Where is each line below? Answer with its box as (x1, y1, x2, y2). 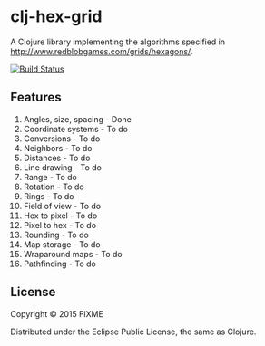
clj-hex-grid (10, 6, 103, 27)
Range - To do (23, 171, 78, 182)
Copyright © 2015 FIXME (10, 308, 103, 319)
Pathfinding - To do (23, 258, 96, 269)
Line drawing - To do (23, 161, 103, 173)
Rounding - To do (23, 229, 89, 240)
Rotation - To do (23, 181, 84, 192)
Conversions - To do (23, 133, 101, 144)
